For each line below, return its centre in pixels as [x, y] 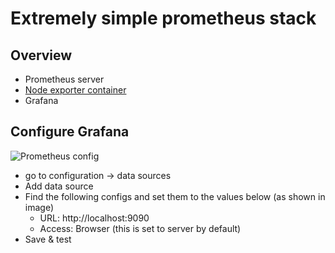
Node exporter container [75, 90]
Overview [41, 55]
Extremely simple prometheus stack [163, 18]
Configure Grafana [70, 132]
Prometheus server [64, 79]
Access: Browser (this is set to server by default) [140, 228]
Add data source [59, 186]
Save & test [48, 239]
